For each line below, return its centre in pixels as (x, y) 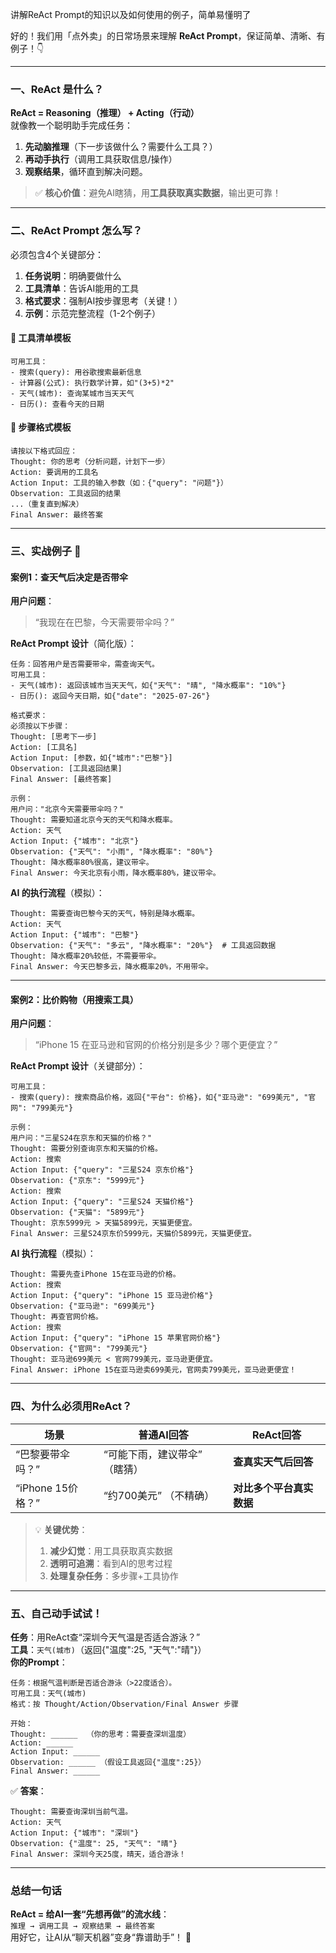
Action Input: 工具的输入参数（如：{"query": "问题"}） (119, 483)
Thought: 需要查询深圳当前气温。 (71, 1811)
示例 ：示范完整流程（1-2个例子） (92, 313)
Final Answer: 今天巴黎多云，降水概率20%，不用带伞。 (111, 967)
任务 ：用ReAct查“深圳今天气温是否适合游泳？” (105, 1637)
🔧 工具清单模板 (41, 338)
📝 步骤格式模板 (41, 427)
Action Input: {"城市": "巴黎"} (75, 935)
